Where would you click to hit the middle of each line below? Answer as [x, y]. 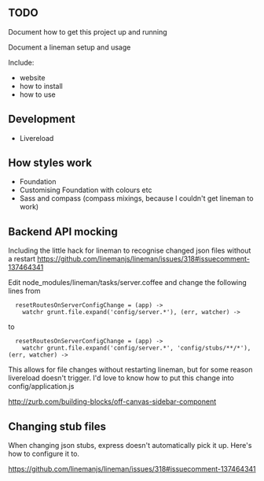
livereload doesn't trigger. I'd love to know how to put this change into [121, 378]
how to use [38, 94]
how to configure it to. [44, 454]
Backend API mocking [63, 231]
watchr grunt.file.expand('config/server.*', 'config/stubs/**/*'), [137, 348]
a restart [22, 259]
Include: [21, 62]
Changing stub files [57, 426]
